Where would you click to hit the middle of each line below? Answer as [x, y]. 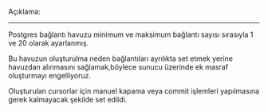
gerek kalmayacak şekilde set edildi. [68, 100]
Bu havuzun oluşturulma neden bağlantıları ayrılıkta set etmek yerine [121, 58]
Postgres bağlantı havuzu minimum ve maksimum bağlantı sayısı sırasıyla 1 [131, 34]
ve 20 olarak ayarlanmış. [49, 43]
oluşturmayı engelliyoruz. [50, 76]
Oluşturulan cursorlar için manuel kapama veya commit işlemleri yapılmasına [134, 91]
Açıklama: [25, 12]
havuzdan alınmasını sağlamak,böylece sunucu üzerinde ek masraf [118, 67]
